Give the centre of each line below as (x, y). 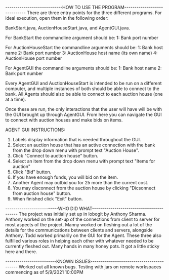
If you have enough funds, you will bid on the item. (65, 177)
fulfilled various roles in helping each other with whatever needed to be (79, 241)
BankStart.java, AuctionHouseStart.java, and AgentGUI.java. (68, 28)
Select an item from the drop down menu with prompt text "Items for (84, 161)
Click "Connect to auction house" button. (55, 156)
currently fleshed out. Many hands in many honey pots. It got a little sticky (82, 246)
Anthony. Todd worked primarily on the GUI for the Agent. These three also (83, 235)
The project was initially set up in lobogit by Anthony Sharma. (82, 214)
